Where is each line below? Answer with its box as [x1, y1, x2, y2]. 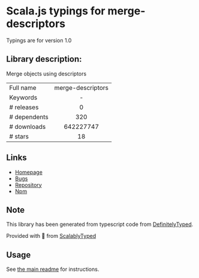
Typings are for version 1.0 [6, 37, 72, 44]
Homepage [14, 168, 43, 176]
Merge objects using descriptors [6, 70, 87, 77]
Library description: [6, 54, 82, 64]
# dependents [9, 113, 49, 121]
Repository [14, 181, 42, 188]
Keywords [9, 93, 38, 101]
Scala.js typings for [6, 4, 105, 18]
